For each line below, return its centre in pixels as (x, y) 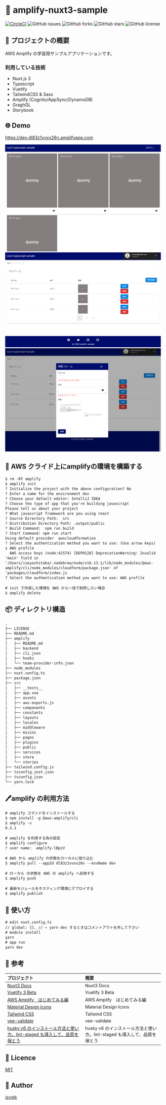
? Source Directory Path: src (37, 518)
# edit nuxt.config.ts (28, 922)
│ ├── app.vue (22, 693)
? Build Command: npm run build (40, 528)
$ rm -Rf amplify (23, 479)
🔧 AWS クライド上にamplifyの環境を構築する (74, 467)
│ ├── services (23, 752)
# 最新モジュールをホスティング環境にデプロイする (49, 889)
